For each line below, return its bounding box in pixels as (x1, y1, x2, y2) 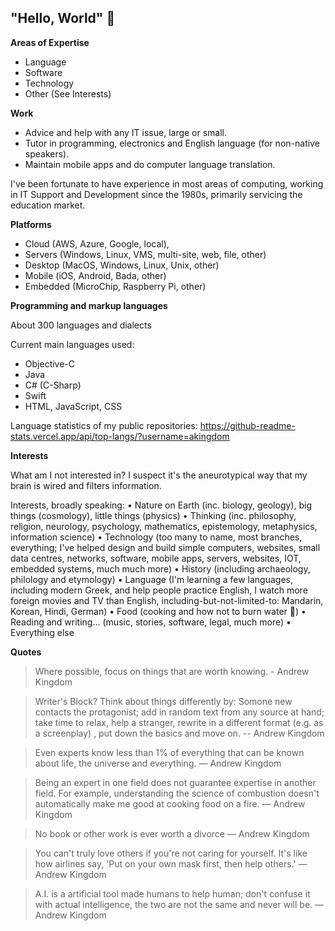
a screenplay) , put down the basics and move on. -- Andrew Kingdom (34, 727, 325, 739)
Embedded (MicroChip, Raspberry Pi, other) (24, 280, 207, 292)
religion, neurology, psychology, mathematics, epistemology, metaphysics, (10, 520, 318, 532)
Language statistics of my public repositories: (10, 419, 198, 431)
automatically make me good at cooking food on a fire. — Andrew (34, 797, 306, 810)
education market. (10, 199, 86, 211)
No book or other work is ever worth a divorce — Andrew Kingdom (34, 827, 310, 840)
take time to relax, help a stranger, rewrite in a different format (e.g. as (34, 716, 324, 728)
